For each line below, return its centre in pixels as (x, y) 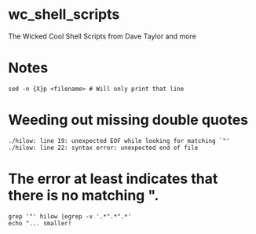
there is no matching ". (84, 196)
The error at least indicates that (113, 179)
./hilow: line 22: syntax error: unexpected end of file (103, 148)
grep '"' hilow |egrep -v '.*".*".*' (70, 216)
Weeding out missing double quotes (128, 120)
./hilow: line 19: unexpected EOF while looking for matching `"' (119, 141)
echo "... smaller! (40, 223)
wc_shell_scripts (64, 15)
